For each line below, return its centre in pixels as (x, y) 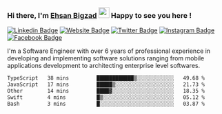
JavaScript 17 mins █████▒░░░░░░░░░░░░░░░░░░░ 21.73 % (106, 85)
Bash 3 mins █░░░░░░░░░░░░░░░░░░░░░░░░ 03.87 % (106, 104)
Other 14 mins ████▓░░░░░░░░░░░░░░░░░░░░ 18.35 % (106, 91)
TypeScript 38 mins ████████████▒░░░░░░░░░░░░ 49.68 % (106, 78)
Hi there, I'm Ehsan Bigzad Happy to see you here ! (99, 15)
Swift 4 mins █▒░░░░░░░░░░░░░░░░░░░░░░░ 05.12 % (106, 97)
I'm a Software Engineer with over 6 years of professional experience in (109, 51)
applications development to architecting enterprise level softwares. (104, 66)
